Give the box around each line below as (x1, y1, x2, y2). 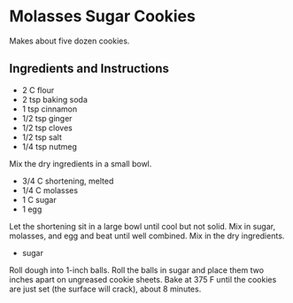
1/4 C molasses (21, 184, 78, 196)
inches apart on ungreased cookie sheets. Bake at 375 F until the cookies (9, 274, 277, 284)
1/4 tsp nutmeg (21, 141, 78, 151)
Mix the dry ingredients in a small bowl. (9, 158, 152, 169)
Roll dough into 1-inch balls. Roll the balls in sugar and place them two (9, 264, 264, 276)
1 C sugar (21, 194, 57, 205)
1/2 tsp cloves (21, 122, 73, 133)
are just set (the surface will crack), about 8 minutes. (9, 284, 202, 294)
